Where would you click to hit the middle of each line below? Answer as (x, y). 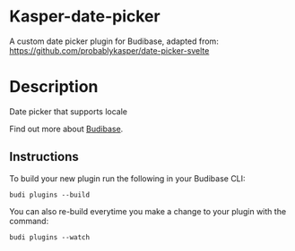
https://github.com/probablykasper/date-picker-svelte (109, 50)
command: (29, 221)
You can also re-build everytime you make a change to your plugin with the (148, 211)
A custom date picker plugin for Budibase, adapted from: (114, 41)
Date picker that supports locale (69, 111)
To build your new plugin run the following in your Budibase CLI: (127, 178)
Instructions (44, 157)
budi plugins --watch (50, 237)
